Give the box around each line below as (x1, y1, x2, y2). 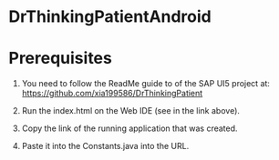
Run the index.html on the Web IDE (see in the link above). (21, 105, 241, 116)
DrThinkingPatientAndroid (8, 6, 212, 27)
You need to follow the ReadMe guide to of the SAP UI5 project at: (21, 78, 271, 89)
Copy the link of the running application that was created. (21, 123, 238, 134)
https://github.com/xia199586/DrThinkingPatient (21, 88, 203, 99)
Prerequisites (8, 48, 113, 69)
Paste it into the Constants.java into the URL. (21, 141, 190, 152)
